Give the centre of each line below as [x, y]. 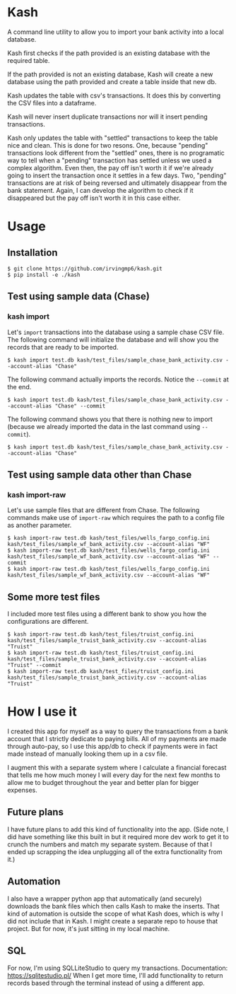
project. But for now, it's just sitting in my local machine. [89, 928]
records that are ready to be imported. [63, 347]
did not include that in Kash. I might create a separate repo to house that [113, 921]
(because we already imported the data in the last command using [104, 426]
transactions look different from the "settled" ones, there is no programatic [116, 153]
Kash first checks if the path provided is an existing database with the [109, 53]
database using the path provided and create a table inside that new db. [112, 81]
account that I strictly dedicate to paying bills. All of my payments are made [117, 739]
